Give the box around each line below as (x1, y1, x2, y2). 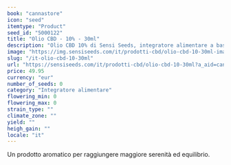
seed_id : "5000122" (7, 29, 63, 36)
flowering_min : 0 (7, 93, 57, 100)
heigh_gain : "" (7, 125, 51, 132)
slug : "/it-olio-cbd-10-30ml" (7, 55, 94, 62)
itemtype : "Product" (7, 23, 67, 30)
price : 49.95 (7, 67, 45, 74)
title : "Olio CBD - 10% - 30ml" (7, 36, 100, 43)
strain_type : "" (7, 106, 54, 113)
